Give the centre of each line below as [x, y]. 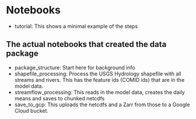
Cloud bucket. [31, 110]
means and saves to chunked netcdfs [60, 98]
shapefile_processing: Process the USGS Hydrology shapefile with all [98, 74]
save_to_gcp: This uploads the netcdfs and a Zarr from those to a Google [102, 104]
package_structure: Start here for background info [75, 67]
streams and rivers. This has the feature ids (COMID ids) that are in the [99, 80]
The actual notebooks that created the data [86, 44]
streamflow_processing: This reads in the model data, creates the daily [99, 92]
